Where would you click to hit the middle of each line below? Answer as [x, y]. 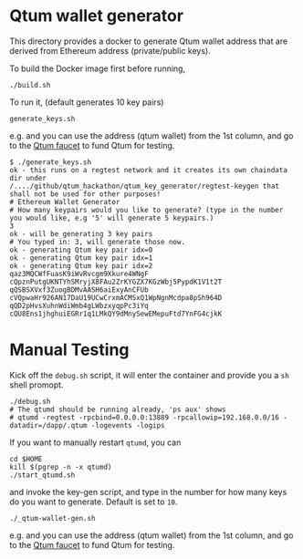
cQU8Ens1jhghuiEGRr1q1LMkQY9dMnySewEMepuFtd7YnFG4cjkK [116, 314]
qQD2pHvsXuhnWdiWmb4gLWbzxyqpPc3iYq [79, 305]
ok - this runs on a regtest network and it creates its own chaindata [148, 170]
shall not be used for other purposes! [85, 194]
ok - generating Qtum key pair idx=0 [81, 250]
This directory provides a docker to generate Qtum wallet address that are [149, 41]
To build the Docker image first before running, [97, 68]
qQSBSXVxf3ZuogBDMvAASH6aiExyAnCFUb [79, 290]
